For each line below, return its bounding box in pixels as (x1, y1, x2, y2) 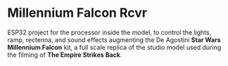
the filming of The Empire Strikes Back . (7, 51, 122, 59)
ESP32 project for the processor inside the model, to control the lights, (7, 28, 212, 37)
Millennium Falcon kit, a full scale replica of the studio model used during (7, 43, 222, 51)
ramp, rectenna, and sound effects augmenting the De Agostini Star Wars (7, 35, 221, 44)
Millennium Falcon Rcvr (7, 5, 148, 21)
